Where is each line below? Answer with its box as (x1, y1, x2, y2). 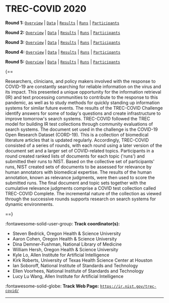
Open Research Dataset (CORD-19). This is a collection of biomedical (5, 131, 149, 137)
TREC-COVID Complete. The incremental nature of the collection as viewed (5, 190, 162, 196)
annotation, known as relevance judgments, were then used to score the (5, 174, 155, 180)
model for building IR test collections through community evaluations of (5, 121, 153, 127)
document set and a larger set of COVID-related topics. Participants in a (5, 147, 154, 154)
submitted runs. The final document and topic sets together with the (5, 180, 146, 186)
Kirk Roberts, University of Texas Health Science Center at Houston (12, 257, 153, 263)
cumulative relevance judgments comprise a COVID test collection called (5, 185, 156, 191)
